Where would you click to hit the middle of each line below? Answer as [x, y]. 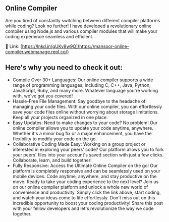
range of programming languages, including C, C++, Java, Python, [82, 85]
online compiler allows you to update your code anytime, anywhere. [83, 128]
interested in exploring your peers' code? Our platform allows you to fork [88, 149]
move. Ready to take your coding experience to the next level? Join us [86, 182]
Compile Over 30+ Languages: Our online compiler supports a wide [83, 80]
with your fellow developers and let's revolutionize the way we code [83, 208]
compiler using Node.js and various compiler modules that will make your [81, 31]
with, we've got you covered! [43, 96]
